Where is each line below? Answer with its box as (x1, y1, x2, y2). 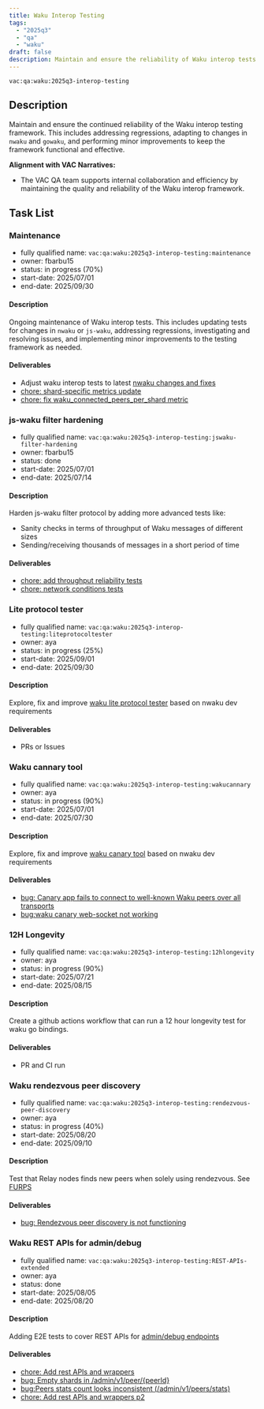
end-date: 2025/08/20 (20, 1295, 94, 1306)
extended (20, 1264, 50, 1272)
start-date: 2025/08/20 (20, 1130, 97, 1139)
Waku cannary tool (9, 762, 84, 773)
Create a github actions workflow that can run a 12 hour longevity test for (9, 1016, 247, 1026)
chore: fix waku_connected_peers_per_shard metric (20, 394, 188, 404)
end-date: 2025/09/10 (20, 1138, 93, 1148)
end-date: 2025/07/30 (20, 813, 94, 823)
